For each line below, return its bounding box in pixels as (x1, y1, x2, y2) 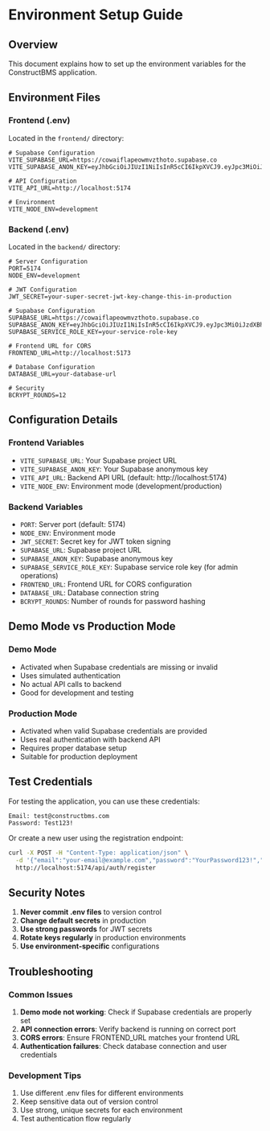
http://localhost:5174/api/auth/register (15, 863, 157, 872)
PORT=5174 (8, 264, 42, 273)
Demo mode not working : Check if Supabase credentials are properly (19, 1007, 252, 1017)
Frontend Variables (8, 437, 84, 448)
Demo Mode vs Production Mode (8, 619, 176, 633)
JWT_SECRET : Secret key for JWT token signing (19, 537, 171, 546)
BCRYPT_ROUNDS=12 (8, 391, 67, 399)
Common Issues (8, 989, 74, 1000)
